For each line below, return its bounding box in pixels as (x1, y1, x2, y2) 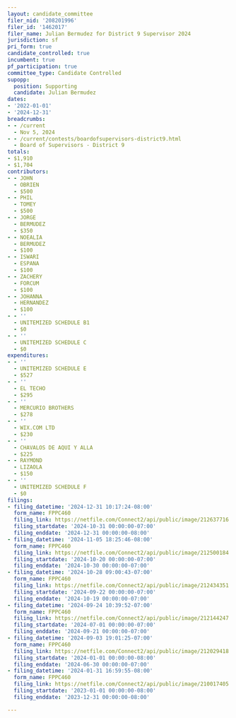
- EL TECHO (13, 384, 46, 392)
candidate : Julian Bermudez (13, 89, 97, 96)
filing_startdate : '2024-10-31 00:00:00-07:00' (13, 523, 157, 530)
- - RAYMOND (7, 457, 42, 464)
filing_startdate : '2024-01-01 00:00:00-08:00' (13, 654, 157, 661)
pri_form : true (7, 43, 52, 50)
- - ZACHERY (7, 273, 42, 280)
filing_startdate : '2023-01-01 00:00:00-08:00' (13, 687, 157, 694)
